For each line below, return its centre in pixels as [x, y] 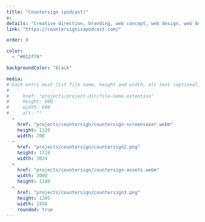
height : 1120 [34, 130]
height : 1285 [34, 198]
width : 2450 [32, 204]
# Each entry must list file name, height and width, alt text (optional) [103, 84]
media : [15, 79]
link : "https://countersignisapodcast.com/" [64, 29]
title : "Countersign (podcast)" [47, 12]
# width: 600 [28, 108]
